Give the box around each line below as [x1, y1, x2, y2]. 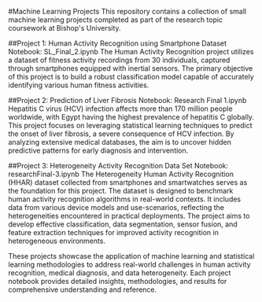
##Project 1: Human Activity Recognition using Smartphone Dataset [8, 39, 227, 48]
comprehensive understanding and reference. [8, 285, 157, 294]
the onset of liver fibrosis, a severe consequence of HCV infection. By [8, 129, 234, 138]
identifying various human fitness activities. [8, 80, 149, 90]
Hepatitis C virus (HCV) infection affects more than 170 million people [8, 104, 234, 113]
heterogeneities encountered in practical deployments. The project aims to [8, 212, 250, 220]
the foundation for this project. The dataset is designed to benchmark [8, 186, 234, 195]
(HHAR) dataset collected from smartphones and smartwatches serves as [8, 178, 248, 187]
